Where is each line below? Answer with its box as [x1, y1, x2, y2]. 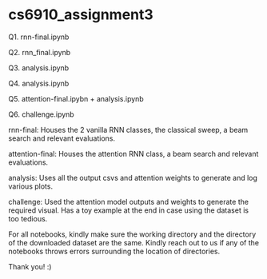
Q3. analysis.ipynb [8, 62, 70, 73]
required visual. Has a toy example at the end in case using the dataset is [8, 205, 249, 215]
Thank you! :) [8, 261, 52, 271]
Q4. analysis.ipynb [8, 78, 70, 88]
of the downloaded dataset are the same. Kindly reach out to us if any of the [8, 237, 260, 247]
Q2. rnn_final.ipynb [8, 47, 71, 57]
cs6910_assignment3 [8, 6, 153, 24]
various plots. [8, 181, 54, 191]
